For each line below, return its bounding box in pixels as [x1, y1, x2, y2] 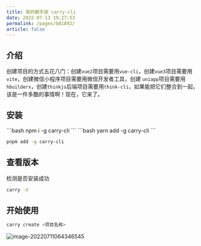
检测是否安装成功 [6, 174, 50, 182]
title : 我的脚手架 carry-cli [6, 9, 77, 15]
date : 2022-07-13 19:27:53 [6, 15, 75, 21]
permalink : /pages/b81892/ [6, 20, 75, 26]
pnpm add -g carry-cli [6, 138, 64, 144]
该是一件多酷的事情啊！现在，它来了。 [6, 91, 103, 98]
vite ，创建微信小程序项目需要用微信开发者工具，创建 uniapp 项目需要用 [6, 75, 186, 83]
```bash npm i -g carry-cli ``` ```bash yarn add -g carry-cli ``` [6, 127, 156, 134]
